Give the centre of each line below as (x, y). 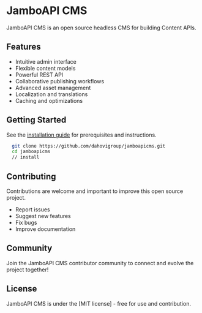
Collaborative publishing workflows (60, 81)
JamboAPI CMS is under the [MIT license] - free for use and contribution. (99, 303)
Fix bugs (26, 222)
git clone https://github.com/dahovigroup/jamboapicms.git (89, 146)
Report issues (32, 209)
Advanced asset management (53, 88)
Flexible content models (45, 68)
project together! (28, 270)
